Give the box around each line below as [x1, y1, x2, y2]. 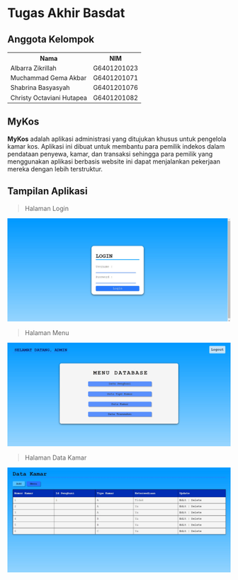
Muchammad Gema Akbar [10, 74, 87, 82]
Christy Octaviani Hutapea [10, 93, 87, 102]
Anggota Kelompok [7, 33, 94, 45]
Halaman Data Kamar [24, 453, 87, 462]
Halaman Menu [24, 329, 69, 337]
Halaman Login [24, 204, 69, 212]
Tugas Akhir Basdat [7, 5, 125, 21]
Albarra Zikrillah [10, 64, 57, 72]
